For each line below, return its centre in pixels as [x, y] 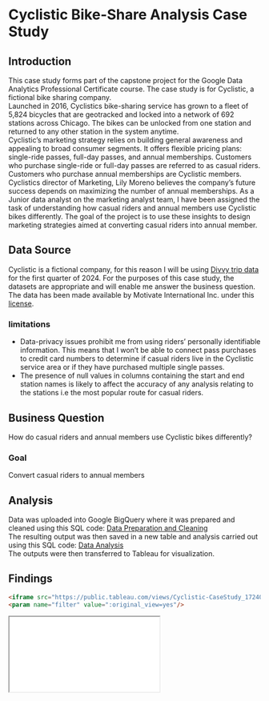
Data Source [40, 250]
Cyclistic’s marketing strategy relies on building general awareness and [125, 140]
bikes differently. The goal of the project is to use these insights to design [129, 216]
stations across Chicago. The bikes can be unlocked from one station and [130, 123]
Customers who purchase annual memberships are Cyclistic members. [125, 174]
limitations [29, 324]
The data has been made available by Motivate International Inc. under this [131, 294]
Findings [31, 579]
